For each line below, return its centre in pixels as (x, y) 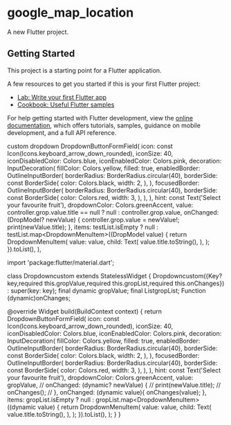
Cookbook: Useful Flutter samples (66, 105)
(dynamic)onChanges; (39, 298)
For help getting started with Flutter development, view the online (100, 118)
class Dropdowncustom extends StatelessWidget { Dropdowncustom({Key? (115, 275)
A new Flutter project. (38, 32)
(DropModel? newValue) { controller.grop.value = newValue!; (93, 219)
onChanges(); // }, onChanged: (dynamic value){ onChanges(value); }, (107, 392)
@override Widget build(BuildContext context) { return (85, 311)
